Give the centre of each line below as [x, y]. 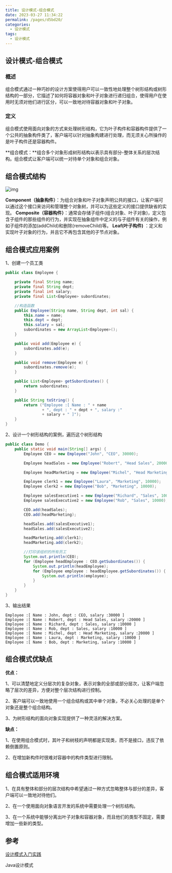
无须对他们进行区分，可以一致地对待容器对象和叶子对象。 [75, 102]
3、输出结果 [18, 605]
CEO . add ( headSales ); [46, 510]
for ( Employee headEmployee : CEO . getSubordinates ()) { [84, 561]
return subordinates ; [47, 386]
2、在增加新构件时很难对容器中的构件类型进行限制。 [61, 757]
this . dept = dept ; [43, 320]
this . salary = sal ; [45, 325]
